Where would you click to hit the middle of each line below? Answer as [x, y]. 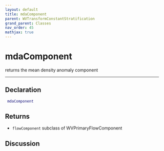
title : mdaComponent [26, 14]
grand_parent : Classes [28, 23]
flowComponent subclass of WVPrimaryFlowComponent [67, 128]
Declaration [23, 90]
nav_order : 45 [20, 28]
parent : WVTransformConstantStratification [50, 19]
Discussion [22, 143]
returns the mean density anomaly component [52, 70]
